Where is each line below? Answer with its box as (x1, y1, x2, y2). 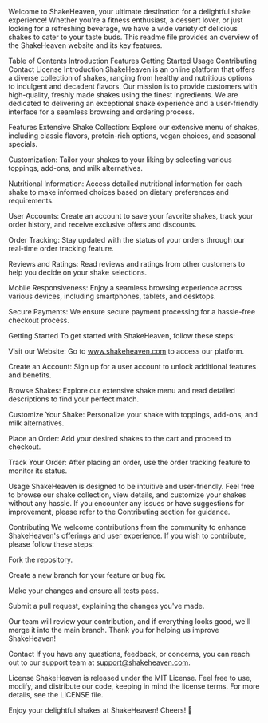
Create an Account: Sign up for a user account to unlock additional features (8, 362, 257, 371)
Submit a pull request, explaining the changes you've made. (8, 602, 205, 610)
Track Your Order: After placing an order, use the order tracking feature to (8, 458, 251, 467)
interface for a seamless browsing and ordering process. (8, 107, 195, 117)
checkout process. (8, 315, 69, 325)
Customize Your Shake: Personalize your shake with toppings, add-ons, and (8, 410, 258, 419)
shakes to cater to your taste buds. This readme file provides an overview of (8, 32, 259, 41)
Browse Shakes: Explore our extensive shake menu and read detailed (8, 386, 235, 395)
